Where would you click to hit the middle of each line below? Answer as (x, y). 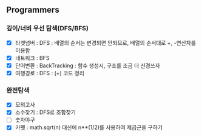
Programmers (33, 10)
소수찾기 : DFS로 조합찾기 (45, 112)
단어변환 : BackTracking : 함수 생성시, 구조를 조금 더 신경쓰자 (88, 65)
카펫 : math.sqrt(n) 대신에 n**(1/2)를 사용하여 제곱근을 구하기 (89, 127)
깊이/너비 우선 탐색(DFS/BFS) (48, 28)
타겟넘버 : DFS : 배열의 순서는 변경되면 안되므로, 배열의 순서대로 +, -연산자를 (105, 42)
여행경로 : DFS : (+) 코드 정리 (50, 73)
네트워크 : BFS (32, 58)
